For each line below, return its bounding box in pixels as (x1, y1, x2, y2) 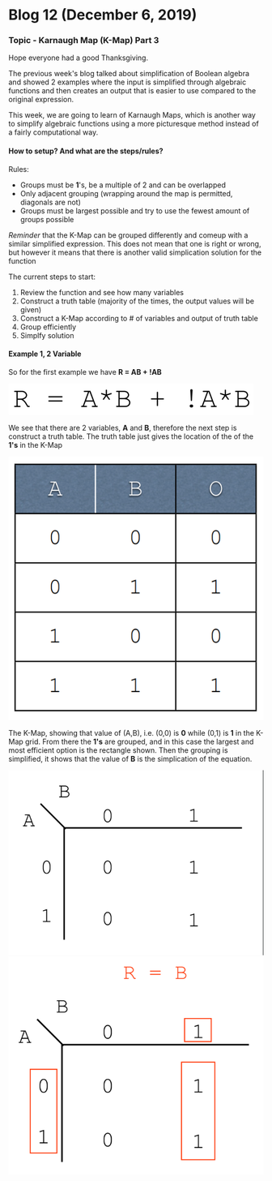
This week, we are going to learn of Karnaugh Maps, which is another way (8, 110, 257, 120)
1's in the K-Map (8, 440, 63, 449)
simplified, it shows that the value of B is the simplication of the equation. (8, 754, 253, 764)
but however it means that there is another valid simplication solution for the (8, 247, 261, 257)
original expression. (8, 95, 74, 105)
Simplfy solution (19, 330, 74, 340)
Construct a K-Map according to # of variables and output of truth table (19, 313, 259, 323)
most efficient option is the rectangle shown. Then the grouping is (8, 745, 228, 755)
